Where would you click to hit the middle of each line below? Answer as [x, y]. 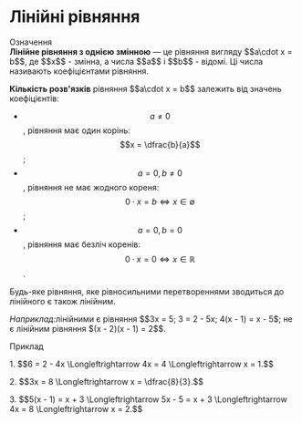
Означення [31, 42]
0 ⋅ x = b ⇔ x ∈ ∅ [160, 201]
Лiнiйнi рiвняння [75, 17]
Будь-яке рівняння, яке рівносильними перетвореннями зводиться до [147, 291]
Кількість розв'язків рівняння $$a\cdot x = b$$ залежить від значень [146, 88]
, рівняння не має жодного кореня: [91, 187]
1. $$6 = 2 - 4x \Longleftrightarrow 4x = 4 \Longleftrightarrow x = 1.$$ [141, 364]
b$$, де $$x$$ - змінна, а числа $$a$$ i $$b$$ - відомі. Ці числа [136, 61]
